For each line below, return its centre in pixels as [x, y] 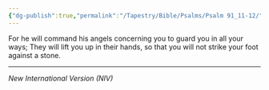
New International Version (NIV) [61, 78]
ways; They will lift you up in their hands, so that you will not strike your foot [133, 47]
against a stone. [35, 55]
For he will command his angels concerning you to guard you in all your [126, 38]
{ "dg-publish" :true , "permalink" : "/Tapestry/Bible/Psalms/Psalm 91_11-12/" [136, 16]
